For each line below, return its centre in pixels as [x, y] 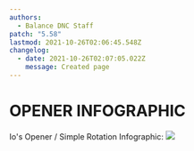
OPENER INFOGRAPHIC [97, 111]
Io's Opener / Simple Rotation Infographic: [86, 136]
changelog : [30, 51]
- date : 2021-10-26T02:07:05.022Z [81, 59]
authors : [25, 17]
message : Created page [67, 68]
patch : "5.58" [36, 34]
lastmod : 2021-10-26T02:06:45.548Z [76, 42]
